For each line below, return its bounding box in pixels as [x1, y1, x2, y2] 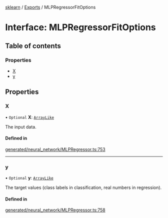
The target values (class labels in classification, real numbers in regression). [5, 184, 162, 190]
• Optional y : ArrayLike [5, 175, 53, 181]
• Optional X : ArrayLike [5, 114, 54, 120]
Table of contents [5, 41, 61, 50]
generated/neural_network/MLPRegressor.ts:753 [5, 146, 106, 152]
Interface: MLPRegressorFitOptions [5, 22, 156, 33]
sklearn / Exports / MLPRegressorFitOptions [5, 4, 96, 10]
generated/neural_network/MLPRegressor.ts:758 [5, 207, 106, 213]
